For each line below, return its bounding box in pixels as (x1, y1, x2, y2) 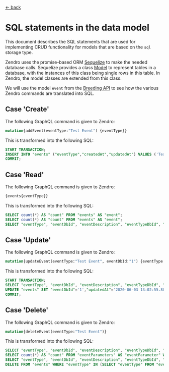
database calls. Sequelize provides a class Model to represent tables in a (5, 64, 156, 70)
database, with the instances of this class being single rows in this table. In (5, 70, 160, 76)
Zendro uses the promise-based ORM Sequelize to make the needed (5, 59, 147, 65)
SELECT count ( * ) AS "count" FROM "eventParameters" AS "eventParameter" (5, 353, 161, 358)
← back (5, 5, 21, 10)
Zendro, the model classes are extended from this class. (5, 75, 122, 81)
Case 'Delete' (5, 306, 49, 314)
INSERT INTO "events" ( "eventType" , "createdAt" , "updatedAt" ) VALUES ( (5, 151, 156, 157)
